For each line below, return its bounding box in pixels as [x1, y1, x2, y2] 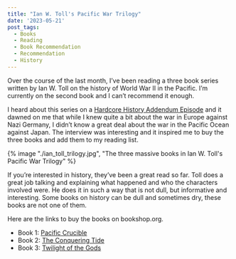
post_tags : [7, 23, 40, 31]
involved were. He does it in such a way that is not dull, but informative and [7, 186, 227, 194]
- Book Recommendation [14, 43, 81, 51]
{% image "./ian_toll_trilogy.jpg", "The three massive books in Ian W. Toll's [7, 149, 223, 157]
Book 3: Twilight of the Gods [17, 243, 102, 252]
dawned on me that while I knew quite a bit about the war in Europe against [7, 112, 228, 121]
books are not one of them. [7, 201, 87, 209]
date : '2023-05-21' [7, 17, 65, 24]
